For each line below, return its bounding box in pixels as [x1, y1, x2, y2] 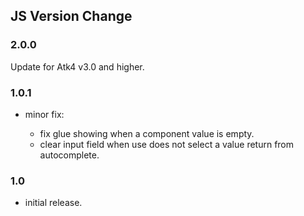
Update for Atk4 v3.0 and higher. [10, 60, 145, 73]
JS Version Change [10, 8, 133, 25]
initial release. [24, 197, 83, 209]
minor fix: [24, 108, 65, 120]
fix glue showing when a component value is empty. [39, 127, 255, 139]
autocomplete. [39, 149, 100, 161]
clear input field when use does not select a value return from [39, 138, 295, 150]
